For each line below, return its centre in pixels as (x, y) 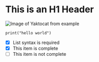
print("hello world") (28, 33)
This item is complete (35, 48)
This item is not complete (39, 54)
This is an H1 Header (50, 9)
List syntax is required (36, 43)
